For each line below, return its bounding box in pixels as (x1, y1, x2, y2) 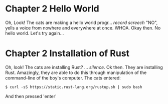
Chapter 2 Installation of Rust (5, 48, 129, 59)
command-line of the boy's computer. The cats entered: (5, 74, 121, 80)
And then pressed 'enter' (5, 93, 57, 99)
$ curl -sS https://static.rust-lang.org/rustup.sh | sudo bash (5, 84, 142, 89)
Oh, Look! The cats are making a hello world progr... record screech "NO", (5, 19, 158, 25)
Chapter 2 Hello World (5, 3, 99, 14)
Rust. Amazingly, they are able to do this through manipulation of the (5, 69, 147, 75)
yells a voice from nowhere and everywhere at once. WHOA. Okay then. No (5, 24, 161, 30)
